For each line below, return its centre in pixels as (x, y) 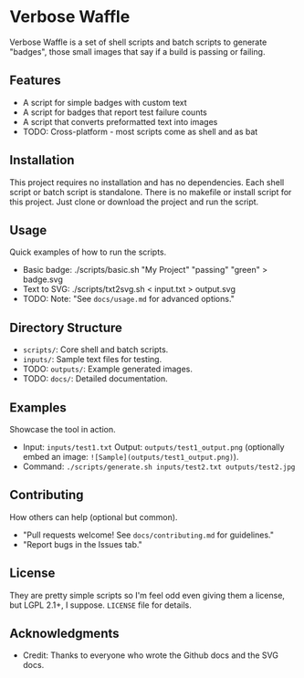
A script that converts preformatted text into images (120, 121)
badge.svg (43, 279)
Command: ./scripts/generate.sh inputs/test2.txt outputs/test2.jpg (159, 466)
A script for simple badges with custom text (105, 102)
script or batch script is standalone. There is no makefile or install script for (151, 192)
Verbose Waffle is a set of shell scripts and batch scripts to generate (138, 42)
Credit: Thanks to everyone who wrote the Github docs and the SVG (150, 655)
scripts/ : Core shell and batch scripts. (95, 349)
